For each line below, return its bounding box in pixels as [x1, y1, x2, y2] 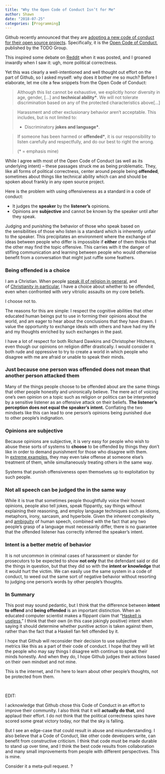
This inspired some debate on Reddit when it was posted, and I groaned [5, 55, 151, 61]
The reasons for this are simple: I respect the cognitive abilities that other [5, 307, 154, 313]
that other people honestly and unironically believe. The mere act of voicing [5, 389, 159, 395]
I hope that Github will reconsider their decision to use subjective [5, 638, 137, 644]
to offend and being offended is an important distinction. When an [5, 607, 140, 613]
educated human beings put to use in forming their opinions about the [5, 313, 147, 319]
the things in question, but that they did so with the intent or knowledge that [5, 563, 161, 569]
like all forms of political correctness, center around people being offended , [5, 168, 159, 174]
